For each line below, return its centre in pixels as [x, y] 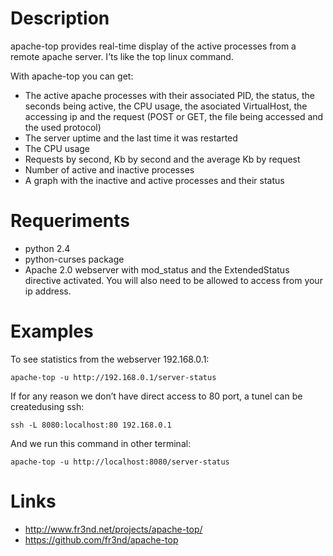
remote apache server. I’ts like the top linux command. [122, 56]
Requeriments [70, 221]
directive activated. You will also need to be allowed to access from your [173, 280]
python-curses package [74, 259]
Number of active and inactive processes [109, 169]
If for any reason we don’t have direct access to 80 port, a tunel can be [156, 396]
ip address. [48, 291]
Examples [52, 331]
